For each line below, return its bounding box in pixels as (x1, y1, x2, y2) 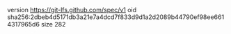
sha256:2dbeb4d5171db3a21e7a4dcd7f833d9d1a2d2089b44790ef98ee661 (7, 13, 225, 21)
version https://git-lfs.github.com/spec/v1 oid (7, 6, 137, 14)
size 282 (41, 20, 66, 28)
